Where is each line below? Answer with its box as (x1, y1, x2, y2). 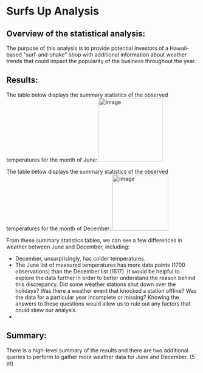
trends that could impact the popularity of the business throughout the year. (6, 58, 196, 64)
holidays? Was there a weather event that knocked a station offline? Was (15, 287, 197, 294)
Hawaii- (170, 44, 190, 52)
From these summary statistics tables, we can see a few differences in (6, 236, 183, 244)
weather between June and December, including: (6, 243, 130, 250)
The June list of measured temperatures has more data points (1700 (15, 261, 185, 269)
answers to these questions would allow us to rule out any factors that (15, 299, 191, 307)
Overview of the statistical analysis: (6, 29, 146, 39)
